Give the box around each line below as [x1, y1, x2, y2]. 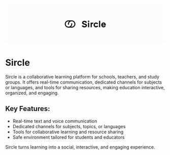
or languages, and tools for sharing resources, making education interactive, [5, 84, 165, 90]
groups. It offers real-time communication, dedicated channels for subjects [5, 79, 162, 85]
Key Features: [5, 104, 50, 113]
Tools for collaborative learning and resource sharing [12, 129, 124, 135]
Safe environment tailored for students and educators [12, 134, 125, 140]
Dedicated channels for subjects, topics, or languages [12, 123, 126, 129]
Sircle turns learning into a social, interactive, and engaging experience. [5, 144, 156, 150]
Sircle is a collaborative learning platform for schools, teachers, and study [5, 73, 160, 80]
